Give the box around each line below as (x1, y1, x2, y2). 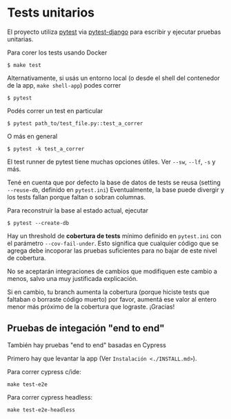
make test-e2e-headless (7, 406, 76, 413)
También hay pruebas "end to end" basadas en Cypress (7, 340, 167, 349)
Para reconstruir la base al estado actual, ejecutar (7, 206, 148, 215)
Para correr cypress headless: (7, 393, 93, 401)
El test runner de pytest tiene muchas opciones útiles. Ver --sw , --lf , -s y (7, 157, 216, 166)
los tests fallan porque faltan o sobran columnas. (7, 193, 146, 201)
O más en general (7, 132, 58, 140)
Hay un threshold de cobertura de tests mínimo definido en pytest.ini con (7, 231, 222, 240)
